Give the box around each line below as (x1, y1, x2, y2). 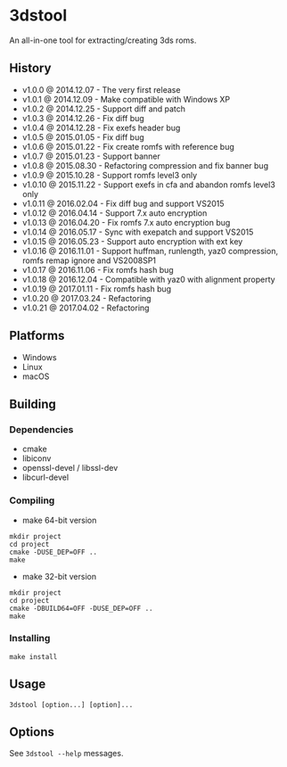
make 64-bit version (21, 515, 97, 525)
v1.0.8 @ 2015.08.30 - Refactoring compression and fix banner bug (21, 160, 269, 170)
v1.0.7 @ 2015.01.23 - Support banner (21, 151, 160, 161)
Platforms (9, 328, 65, 343)
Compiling (9, 494, 55, 507)
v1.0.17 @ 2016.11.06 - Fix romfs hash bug (21, 264, 174, 275)
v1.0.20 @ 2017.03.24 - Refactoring (21, 293, 152, 303)
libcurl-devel (21, 472, 70, 482)
